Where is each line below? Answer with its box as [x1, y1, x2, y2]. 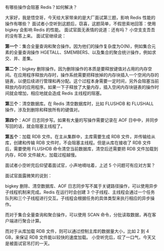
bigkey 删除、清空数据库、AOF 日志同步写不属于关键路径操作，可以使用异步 [5, 183, 158, 189]
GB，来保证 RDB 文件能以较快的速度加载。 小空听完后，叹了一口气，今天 [5, 234, 152, 240]
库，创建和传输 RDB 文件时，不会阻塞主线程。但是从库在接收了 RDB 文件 [5, 140, 151, 146]
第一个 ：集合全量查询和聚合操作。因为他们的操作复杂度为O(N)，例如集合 [5, 43, 152, 49]
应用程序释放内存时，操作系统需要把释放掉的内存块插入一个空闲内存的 [18, 72, 159, 78]
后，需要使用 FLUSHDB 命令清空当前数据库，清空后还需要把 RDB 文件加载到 [5, 146, 159, 151]
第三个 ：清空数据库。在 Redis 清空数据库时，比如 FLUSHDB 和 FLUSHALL [5, 101, 154, 106]
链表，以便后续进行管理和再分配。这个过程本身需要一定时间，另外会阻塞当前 [5, 78, 159, 84]
